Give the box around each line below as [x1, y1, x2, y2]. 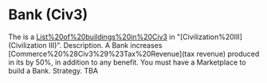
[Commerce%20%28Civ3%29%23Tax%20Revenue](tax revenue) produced [8, 49, 260, 58]
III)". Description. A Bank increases [48, 40, 163, 49]
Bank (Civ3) [8, 6, 88, 24]
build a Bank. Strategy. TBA [8, 65, 98, 75]
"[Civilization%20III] [176, 32, 243, 41]
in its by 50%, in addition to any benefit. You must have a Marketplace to [8, 57, 246, 67]
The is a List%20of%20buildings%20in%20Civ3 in [8, 32, 175, 41]
